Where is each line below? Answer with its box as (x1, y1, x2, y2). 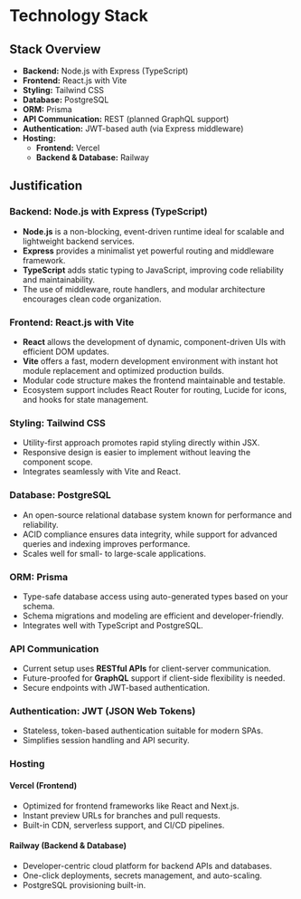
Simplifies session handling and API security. (22, 735, 190, 746)
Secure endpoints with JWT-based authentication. (22, 683, 211, 693)
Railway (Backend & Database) (9, 840, 127, 851)
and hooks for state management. (22, 394, 149, 405)
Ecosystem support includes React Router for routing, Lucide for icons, (22, 384, 287, 395)
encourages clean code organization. (22, 293, 162, 304)
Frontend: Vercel (35, 142, 100, 153)
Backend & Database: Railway (35, 152, 149, 163)
